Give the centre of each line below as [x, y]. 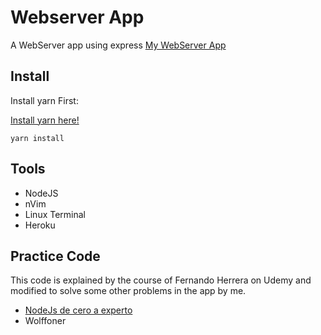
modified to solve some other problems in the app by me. [128, 291]
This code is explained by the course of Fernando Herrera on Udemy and [161, 280]
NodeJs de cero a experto [78, 310]
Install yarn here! [45, 120]
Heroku [40, 225]
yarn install [37, 138]
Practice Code [55, 256]
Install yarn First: [44, 100]
